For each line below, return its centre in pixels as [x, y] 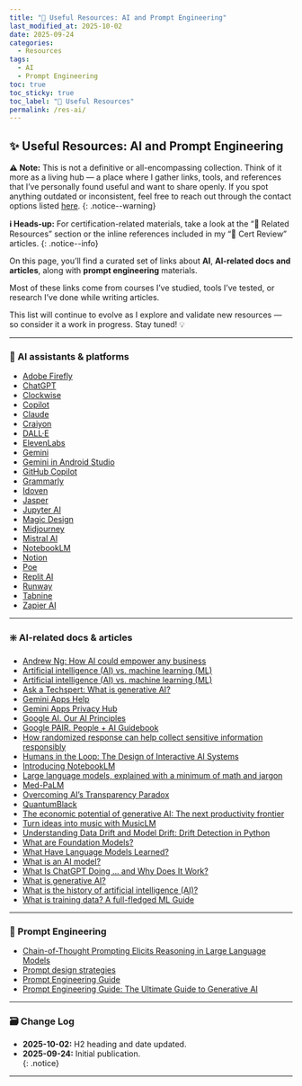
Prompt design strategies [69, 970]
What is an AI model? [62, 861]
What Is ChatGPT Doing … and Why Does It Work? [115, 871]
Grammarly [43, 481]
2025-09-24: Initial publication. [81, 1054]
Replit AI [38, 577]
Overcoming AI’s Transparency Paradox [96, 794]
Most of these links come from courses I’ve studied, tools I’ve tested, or [142, 288]
